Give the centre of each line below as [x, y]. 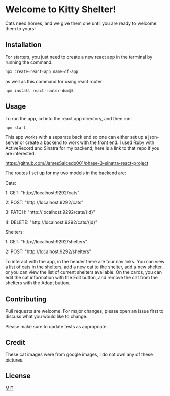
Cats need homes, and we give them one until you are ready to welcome [81, 23]
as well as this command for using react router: [55, 81]
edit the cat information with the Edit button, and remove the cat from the [82, 278]
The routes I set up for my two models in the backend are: [66, 173]
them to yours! [20, 28]
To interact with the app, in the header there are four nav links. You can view [85, 262]
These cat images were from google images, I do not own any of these [79, 354]
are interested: [21, 154]
